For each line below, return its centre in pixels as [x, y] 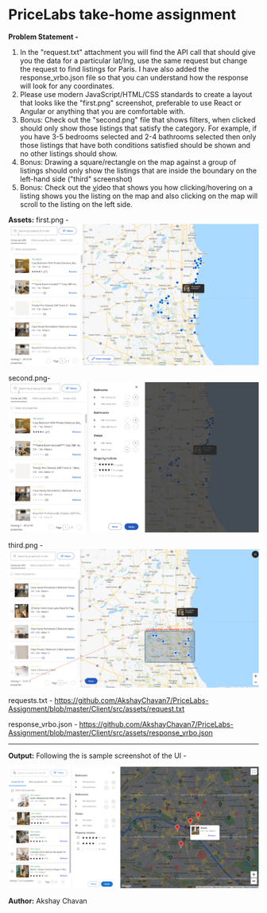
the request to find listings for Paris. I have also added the [114, 68]
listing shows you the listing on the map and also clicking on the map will [139, 196]
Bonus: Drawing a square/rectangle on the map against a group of [128, 162]
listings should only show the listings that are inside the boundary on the [138, 170]
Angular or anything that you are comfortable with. [102, 111]
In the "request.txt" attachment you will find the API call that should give [137, 52]
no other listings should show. [68, 154]
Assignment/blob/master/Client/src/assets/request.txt [97, 708]
